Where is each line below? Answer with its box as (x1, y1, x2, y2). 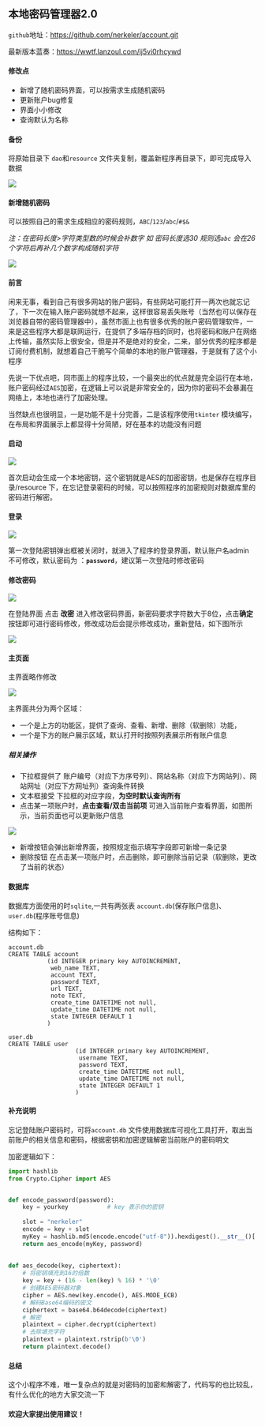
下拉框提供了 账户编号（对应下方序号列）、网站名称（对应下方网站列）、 (19, 771, 250, 781)
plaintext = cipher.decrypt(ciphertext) (22, 1321, 157, 1329)
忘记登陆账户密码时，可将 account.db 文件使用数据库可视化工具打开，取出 (8, 1124, 246, 1135)
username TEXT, (78, 1053, 129, 1062)
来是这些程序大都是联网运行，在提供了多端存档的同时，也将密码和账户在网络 (8, 326, 257, 336)
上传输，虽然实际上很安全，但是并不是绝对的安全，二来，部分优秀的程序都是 (8, 336, 257, 346)
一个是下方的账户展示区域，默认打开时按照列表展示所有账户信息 (19, 730, 227, 740)
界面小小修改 (19, 105, 62, 114)
